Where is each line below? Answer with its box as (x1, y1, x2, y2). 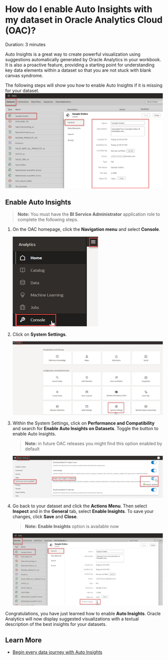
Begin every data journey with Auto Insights (12, 649, 102, 655)
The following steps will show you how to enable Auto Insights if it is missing (5, 82, 162, 88)
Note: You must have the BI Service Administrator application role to (17, 211, 160, 217)
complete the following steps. (17, 217, 78, 223)
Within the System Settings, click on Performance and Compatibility (12, 420, 155, 426)
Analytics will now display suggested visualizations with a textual (5, 616, 139, 622)
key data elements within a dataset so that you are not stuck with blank (5, 67, 151, 73)
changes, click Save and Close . (12, 513, 78, 520)
